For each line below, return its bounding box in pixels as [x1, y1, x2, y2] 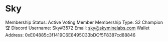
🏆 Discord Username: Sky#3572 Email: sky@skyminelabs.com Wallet [5, 25, 150, 31]
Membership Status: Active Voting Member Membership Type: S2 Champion [5, 19, 163, 25]
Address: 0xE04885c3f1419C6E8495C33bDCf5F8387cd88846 [5, 32, 136, 38]
